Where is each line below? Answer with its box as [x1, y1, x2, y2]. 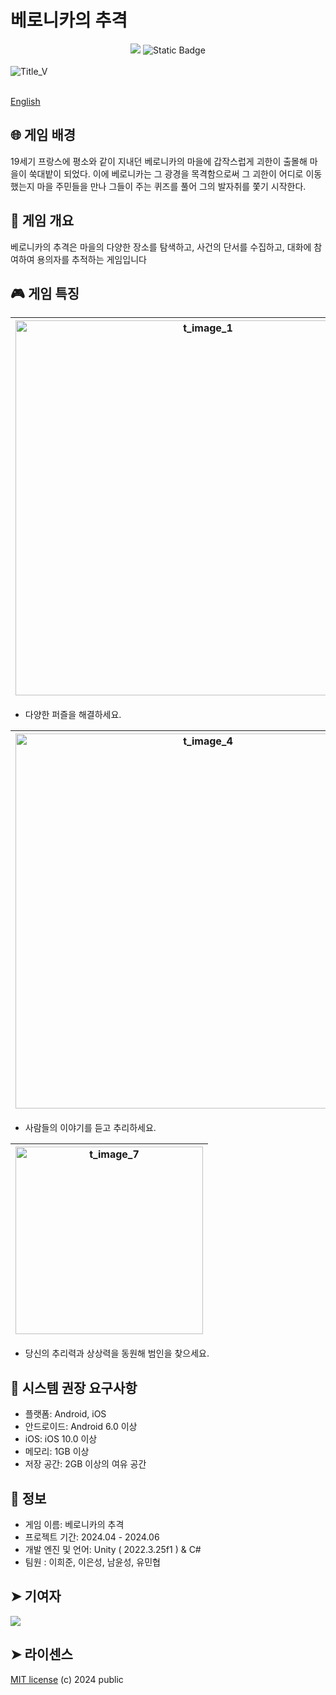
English [10, 95, 41, 107]
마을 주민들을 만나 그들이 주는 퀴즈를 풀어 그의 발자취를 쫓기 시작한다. [36, 180, 307, 192]
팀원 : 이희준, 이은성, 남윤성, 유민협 [24, 1556, 161, 1568]
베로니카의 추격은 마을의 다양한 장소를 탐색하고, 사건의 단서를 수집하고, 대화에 [10, 241, 312, 253]
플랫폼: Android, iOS [24, 1408, 107, 1420]
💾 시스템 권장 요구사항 [10, 1379, 138, 1396]
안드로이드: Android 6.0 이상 [24, 1421, 138, 1433]
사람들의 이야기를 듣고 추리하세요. [24, 1122, 157, 1134]
